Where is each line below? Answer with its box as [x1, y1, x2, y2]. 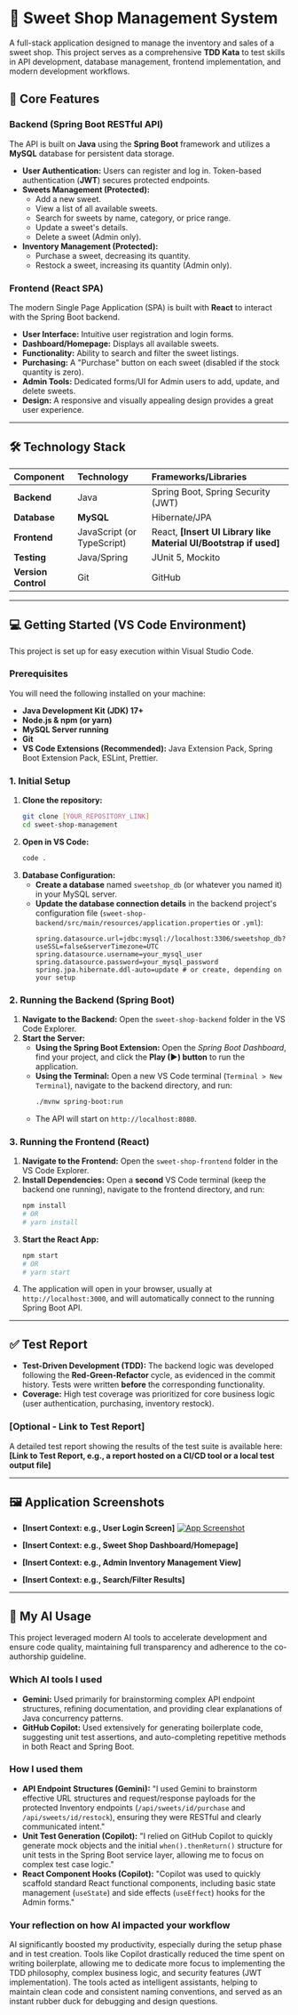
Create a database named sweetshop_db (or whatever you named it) [35, 879, 283, 890]
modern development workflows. [9, 66, 130, 77]
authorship [9, 1651, 49, 1662]
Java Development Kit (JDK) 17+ [21, 705, 145, 715]
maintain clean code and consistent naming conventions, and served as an [9, 1987, 282, 1997]
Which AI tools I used [9, 1673, 103, 1686]
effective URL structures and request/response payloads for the [21, 1793, 255, 1803]
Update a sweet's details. [35, 222, 129, 232]
